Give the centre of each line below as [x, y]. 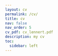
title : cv [15, 19]
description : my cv [25, 37]
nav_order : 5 [18, 28]
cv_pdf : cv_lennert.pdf [29, 32]
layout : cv [16, 9]
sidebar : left [24, 46]
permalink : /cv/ [21, 14]
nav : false [16, 23]
